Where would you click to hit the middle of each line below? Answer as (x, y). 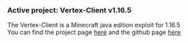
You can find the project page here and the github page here (94, 32)
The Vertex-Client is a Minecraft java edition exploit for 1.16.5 (94, 25)
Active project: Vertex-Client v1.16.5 (70, 10)
